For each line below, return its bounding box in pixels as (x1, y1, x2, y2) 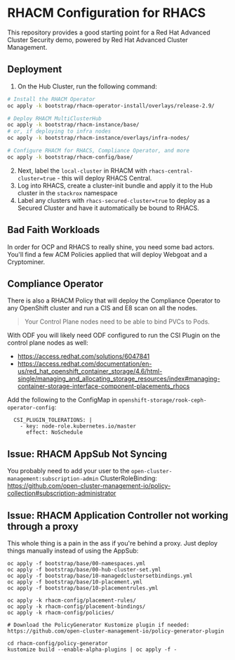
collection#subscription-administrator (7, 489, 116, 498)
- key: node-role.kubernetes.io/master (20, 423, 137, 430)
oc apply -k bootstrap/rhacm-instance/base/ (7, 121, 140, 128)
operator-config (7, 404, 55, 411)
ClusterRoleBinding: (100, 474, 158, 482)
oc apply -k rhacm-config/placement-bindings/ (7, 603, 146, 610)
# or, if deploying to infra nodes (7, 128, 112, 135)
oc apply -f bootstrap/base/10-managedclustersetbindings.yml (7, 572, 193, 579)
